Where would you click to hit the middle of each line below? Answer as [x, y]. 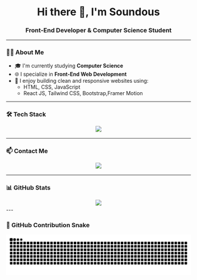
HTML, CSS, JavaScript [52, 87]
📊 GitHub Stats [28, 188]
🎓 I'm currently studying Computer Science [69, 65]
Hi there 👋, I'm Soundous [98, 12]
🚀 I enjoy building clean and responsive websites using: [81, 80]
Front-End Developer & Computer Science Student [98, 31]
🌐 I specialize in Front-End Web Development [71, 74]
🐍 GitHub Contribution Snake [48, 225]
